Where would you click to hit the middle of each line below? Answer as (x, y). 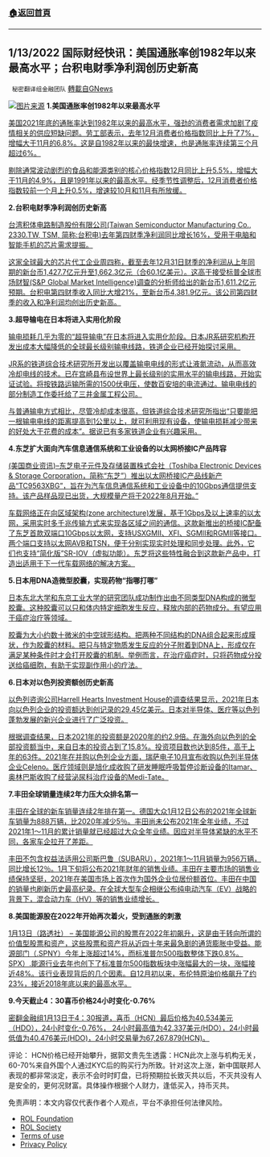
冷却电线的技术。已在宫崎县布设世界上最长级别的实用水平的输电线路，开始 (131, 374)
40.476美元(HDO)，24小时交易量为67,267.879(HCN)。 (120, 1038)
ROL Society (41, 1127)
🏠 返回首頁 (30, 12)
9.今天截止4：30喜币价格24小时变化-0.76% (82, 1001)
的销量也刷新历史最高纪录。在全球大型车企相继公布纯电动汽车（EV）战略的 (133, 889)
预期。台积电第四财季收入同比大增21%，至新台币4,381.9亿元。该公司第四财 (133, 293)
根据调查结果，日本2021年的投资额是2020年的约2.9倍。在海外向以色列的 (129, 737)
